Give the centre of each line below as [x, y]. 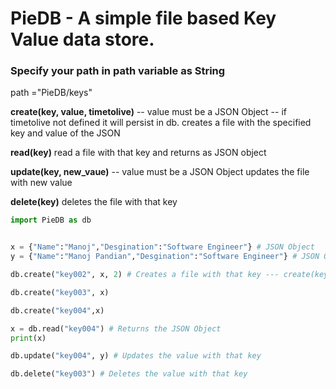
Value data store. [82, 39]
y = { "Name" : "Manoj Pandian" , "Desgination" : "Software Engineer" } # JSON [165, 257]
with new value [41, 183]
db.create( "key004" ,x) [57, 310]
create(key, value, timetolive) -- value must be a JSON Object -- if [148, 112]
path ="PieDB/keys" [51, 93]
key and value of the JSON [65, 133]
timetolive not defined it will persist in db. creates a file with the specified [161, 123]
